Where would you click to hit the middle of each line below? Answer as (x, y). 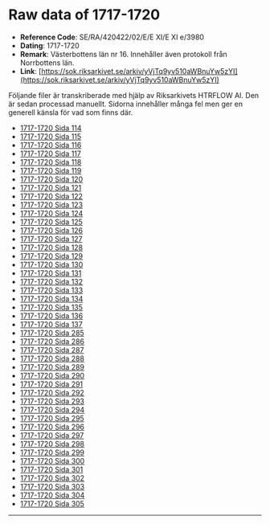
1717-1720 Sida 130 (51, 264)
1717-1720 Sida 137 (51, 324)
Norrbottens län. (47, 63)
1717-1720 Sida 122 (51, 196)
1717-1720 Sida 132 (51, 281)
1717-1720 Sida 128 (51, 248)
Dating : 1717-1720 (50, 45)
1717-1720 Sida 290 (52, 375)
